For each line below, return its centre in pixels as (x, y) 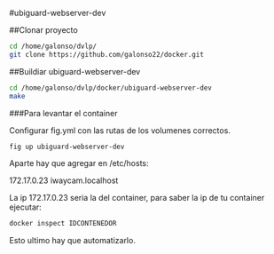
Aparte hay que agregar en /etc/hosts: (79, 163)
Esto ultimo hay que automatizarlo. (72, 241)
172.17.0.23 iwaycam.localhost (64, 180)
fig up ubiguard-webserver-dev (67, 147)
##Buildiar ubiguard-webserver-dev (75, 71)
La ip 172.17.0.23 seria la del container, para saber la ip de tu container (137, 198)
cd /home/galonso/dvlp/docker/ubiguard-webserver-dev (111, 88)
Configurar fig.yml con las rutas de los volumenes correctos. (120, 130)
